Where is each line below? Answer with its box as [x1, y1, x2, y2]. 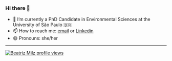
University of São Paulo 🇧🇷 [12, 22, 72, 28]
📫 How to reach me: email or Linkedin [12, 28, 94, 34]
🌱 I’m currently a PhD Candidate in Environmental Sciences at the [12, 16, 150, 23]
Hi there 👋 [5, 5, 31, 12]
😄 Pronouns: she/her [12, 35, 58, 42]
